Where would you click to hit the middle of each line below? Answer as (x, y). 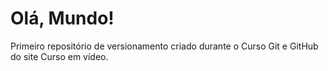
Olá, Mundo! (62, 18)
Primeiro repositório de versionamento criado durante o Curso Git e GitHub (164, 46)
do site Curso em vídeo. (59, 56)
